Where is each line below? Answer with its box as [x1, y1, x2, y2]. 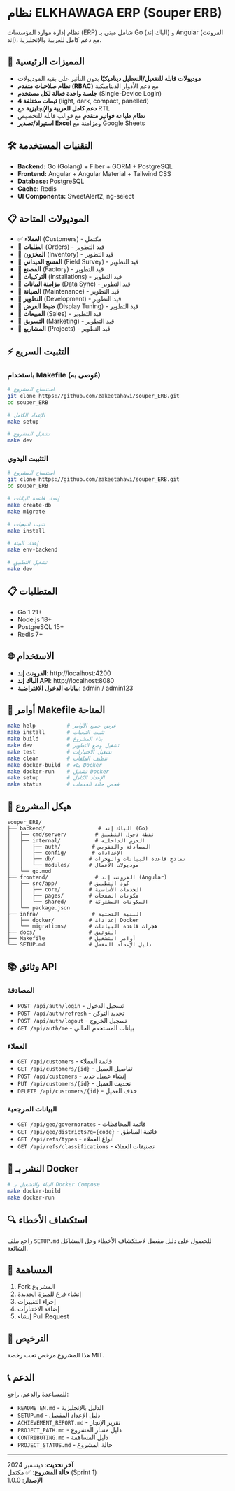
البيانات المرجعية [7, 1104, 57, 1114]
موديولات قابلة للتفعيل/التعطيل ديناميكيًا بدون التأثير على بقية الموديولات [17, 74, 201, 82]
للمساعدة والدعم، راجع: [7, 1390, 69, 1398]
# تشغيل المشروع [7, 431, 50, 438]
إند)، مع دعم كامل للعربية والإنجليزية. [7, 35, 101, 43]
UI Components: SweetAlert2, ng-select [17, 192, 134, 200]
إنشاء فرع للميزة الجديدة [17, 1290, 82, 1298]
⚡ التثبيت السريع [7, 345, 70, 357]
